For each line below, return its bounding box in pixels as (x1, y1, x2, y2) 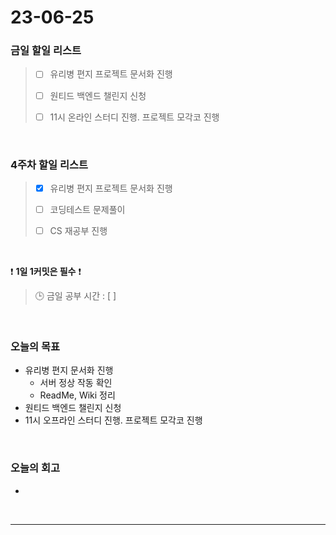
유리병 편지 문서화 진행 (24, 364, 114, 376)
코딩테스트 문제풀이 (49, 204, 126, 216)
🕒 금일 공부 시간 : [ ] (34, 290, 117, 302)
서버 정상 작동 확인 (39, 377, 113, 389)
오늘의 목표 (10, 340, 61, 354)
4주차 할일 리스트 (10, 157, 89, 171)
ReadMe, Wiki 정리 (39, 389, 116, 401)
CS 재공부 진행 (49, 225, 108, 237)
